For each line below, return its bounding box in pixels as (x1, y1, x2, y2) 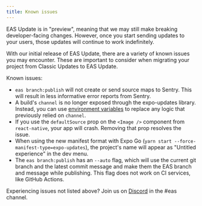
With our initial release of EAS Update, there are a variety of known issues (6, 49, 190, 57)
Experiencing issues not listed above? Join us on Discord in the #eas (6, 187, 177, 195)
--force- (174, 138, 197, 145)
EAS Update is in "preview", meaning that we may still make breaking (6, 25, 178, 33)
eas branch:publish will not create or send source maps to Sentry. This (14, 86, 192, 93)
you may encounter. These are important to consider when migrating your (6, 56, 190, 63)
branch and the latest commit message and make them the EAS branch (14, 163, 192, 170)
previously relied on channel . (14, 111, 86, 119)
